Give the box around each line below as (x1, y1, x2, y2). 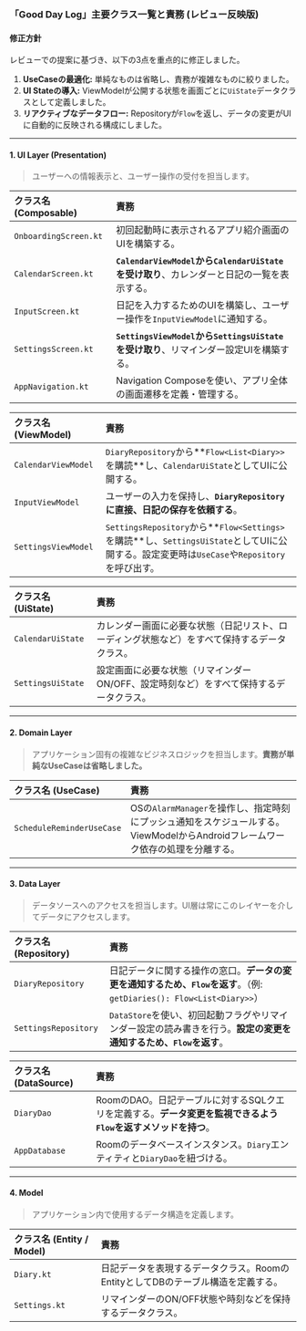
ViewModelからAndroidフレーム (130, 828, 267, 841)
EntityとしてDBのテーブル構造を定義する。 (100, 1275, 283, 1288)
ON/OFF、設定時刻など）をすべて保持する (96, 678, 277, 691)
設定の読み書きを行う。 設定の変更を (136, 1022, 291, 1035)
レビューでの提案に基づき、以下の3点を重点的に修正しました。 (9, 55, 245, 66)
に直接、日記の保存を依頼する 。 (105, 504, 243, 516)
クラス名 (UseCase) (14, 784, 100, 796)
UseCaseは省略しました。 (47, 760, 148, 771)
